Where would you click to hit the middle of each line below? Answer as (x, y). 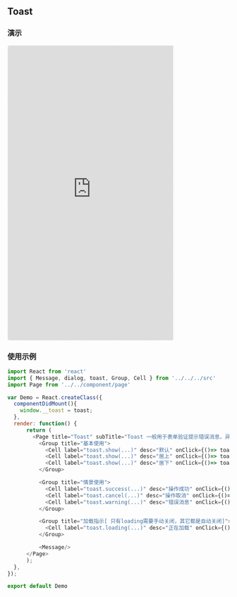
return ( (39, 430)
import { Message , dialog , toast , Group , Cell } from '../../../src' (112, 378)
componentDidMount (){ (45, 404)
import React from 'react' (47, 371)
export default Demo (38, 586)
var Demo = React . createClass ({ (55, 397)
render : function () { (45, 424)
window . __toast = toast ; (56, 410)
